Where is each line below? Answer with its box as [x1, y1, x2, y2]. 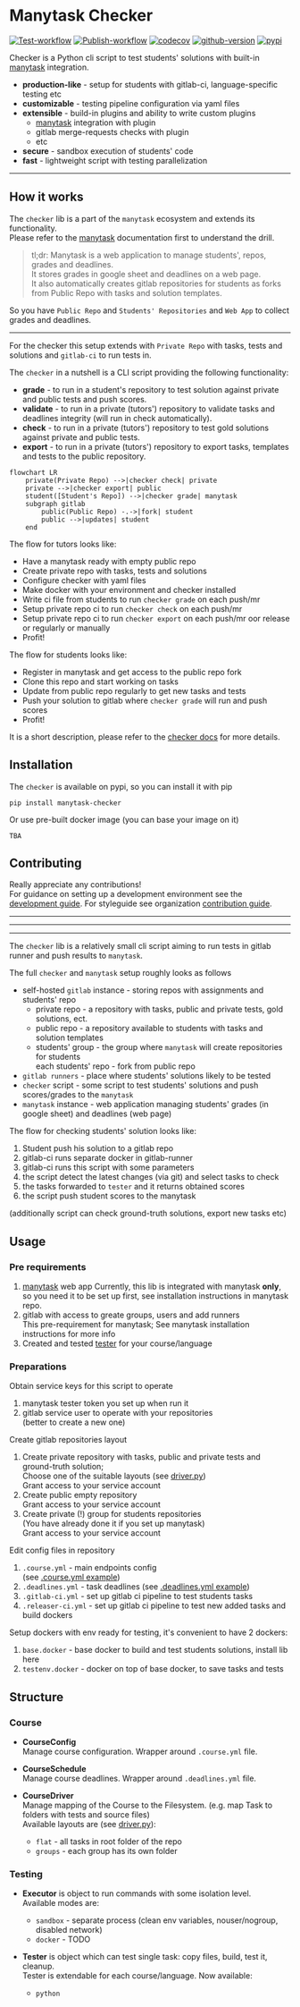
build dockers [21, 1610, 73, 1621]
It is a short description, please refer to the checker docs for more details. [9, 731, 280, 742]
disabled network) [35, 1925, 103, 1935]
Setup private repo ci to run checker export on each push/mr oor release [21, 613, 290, 623]
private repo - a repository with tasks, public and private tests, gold [35, 1003, 284, 1015]
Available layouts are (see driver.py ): [21, 1819, 156, 1830]
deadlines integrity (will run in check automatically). [21, 412, 212, 423]
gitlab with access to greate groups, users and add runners [21, 1309, 240, 1320]
